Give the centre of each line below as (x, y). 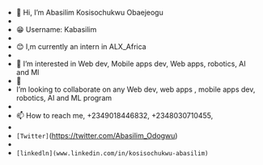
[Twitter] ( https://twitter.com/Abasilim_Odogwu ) (97, 136)
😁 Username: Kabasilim (56, 29)
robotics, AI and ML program (64, 98)
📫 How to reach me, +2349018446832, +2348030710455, (115, 115)
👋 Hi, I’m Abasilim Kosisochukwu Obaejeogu (89, 12)
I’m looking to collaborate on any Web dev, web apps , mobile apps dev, (136, 89)
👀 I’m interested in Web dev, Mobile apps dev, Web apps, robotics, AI (131, 64)
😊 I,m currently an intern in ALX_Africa (81, 47)
